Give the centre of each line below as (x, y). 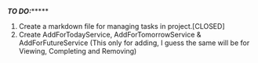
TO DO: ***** (28, 11)
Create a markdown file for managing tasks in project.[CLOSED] (122, 26)
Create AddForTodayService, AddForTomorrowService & (110, 35)
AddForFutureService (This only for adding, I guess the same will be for (134, 43)
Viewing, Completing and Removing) (78, 51)
